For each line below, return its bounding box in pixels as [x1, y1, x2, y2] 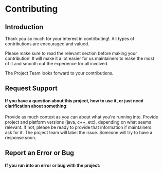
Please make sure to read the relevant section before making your [5, 50, 137, 56]
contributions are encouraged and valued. [5, 41, 90, 47]
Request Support [5, 84, 58, 93]
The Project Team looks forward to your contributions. [5, 70, 113, 76]
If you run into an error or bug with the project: [5, 162, 101, 168]
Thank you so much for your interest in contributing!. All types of [5, 36, 135, 41]
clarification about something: [5, 103, 68, 109]
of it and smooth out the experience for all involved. [5, 61, 109, 66]
